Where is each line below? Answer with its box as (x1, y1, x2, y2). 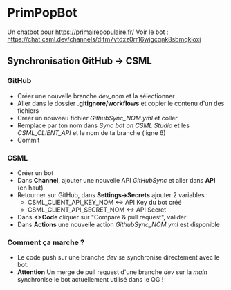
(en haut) (17, 183, 44, 192)
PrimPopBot (7, 5, 77, 21)
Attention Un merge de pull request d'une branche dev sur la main (17, 268, 207, 276)
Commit (17, 136, 40, 144)
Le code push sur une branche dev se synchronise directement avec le (17, 253, 220, 262)
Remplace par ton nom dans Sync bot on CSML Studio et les (17, 121, 190, 129)
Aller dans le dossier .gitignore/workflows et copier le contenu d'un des (17, 99, 225, 107)
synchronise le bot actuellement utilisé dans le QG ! (17, 275, 164, 284)
